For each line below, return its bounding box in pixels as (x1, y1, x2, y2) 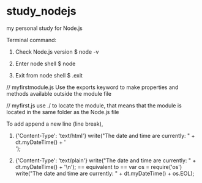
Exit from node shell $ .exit (15, 71, 83, 79)
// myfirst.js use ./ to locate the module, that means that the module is (6, 102, 182, 109)
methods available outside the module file (6, 90, 112, 97)
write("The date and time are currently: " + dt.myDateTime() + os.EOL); (15, 170, 195, 177)
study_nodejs (6, 4, 77, 18)
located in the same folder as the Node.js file (6, 108, 119, 115)
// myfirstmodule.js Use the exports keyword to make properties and (6, 84, 179, 91)
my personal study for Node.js (6, 24, 83, 32)
